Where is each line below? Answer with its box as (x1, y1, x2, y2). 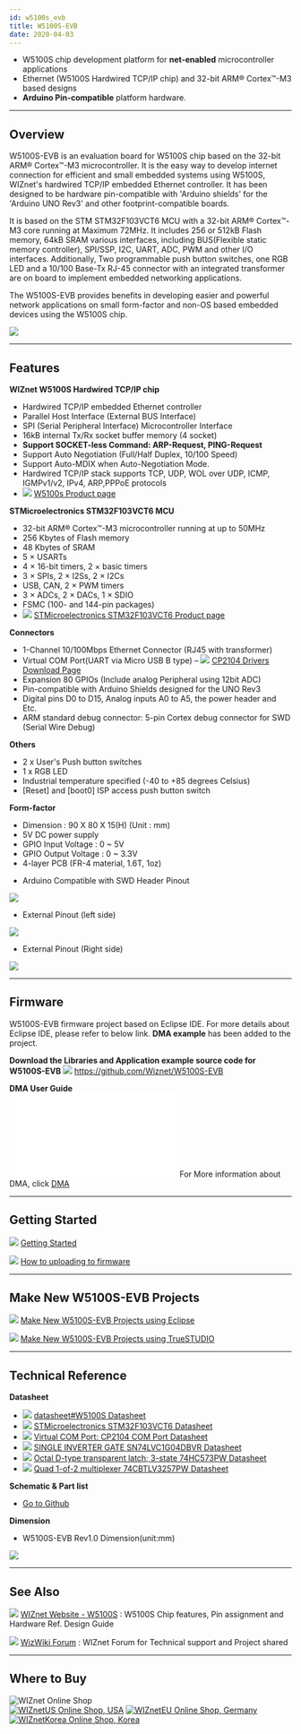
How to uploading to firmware (20, 1255, 131, 1266)
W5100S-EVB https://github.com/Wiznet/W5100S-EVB (9, 1065, 224, 1076)
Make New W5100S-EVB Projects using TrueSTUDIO (20, 1333, 215, 1344)
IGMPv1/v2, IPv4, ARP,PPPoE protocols (21, 478, 168, 488)
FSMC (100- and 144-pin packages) (21, 600, 155, 609)
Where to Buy (9, 1671, 87, 1687)
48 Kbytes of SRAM (21, 542, 96, 552)
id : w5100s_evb (9, 13, 66, 22)
